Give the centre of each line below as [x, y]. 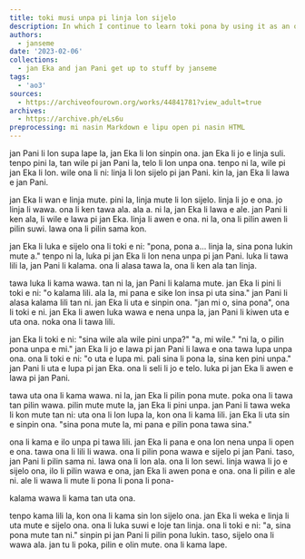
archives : [28, 111]
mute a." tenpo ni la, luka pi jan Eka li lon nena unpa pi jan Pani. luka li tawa [149, 256]
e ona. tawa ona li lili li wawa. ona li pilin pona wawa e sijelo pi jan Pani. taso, [152, 451]
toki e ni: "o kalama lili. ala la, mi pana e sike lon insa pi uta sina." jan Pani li [148, 293]
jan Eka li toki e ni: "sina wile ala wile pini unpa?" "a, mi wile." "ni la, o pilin [147, 339]
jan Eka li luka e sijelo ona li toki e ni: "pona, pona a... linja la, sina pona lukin [151, 246]
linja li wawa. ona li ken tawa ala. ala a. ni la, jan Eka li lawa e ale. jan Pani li [148, 209]
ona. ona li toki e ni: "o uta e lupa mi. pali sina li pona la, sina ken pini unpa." [151, 358]
